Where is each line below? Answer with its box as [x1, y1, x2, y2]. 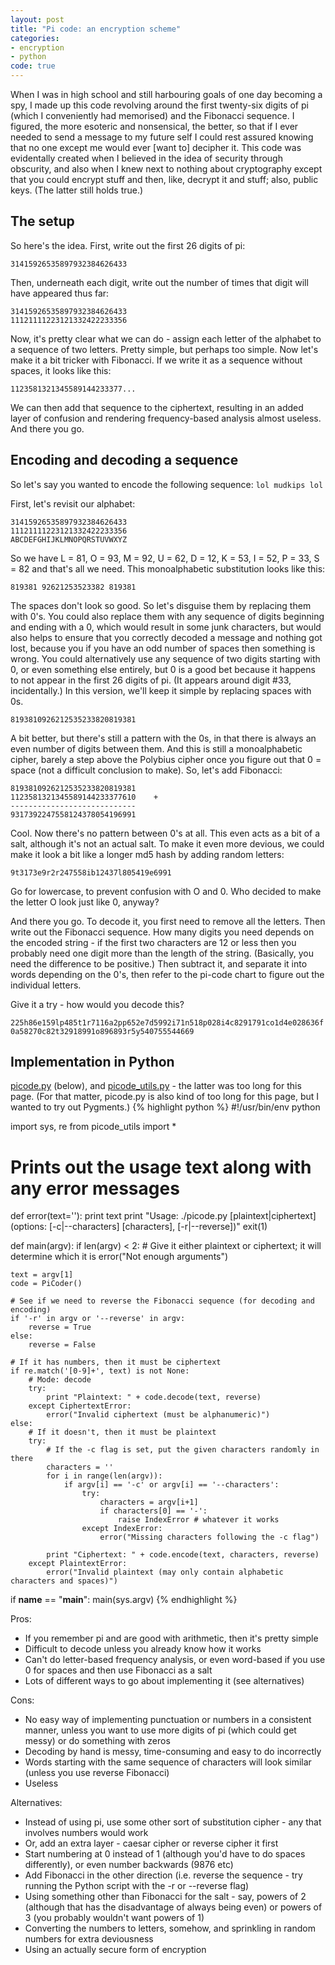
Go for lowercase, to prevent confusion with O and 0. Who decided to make [10, 885, 322, 897]
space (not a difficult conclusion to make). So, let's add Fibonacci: [10, 764, 283, 776]
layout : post [10, 14, 65, 25]
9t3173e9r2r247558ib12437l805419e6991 [10, 867, 172, 878]
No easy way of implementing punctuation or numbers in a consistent [24, 1714, 312, 1726]
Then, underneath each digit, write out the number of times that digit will [10, 276, 309, 288]
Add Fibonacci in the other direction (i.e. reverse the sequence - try [24, 1869, 303, 1881]
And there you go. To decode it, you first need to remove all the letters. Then [10, 915, 326, 927]
